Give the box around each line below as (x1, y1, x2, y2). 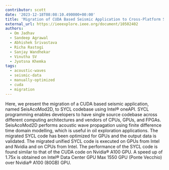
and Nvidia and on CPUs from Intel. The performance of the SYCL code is (5, 143, 158, 149)
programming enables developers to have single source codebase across (5, 111, 157, 117)
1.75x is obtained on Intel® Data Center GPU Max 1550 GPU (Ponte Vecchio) (5, 154, 162, 160)
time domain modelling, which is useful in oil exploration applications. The (5, 127, 158, 133)
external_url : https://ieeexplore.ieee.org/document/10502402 (5, 21, 138, 27)
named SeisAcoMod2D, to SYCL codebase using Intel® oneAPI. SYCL (5, 106, 149, 112)
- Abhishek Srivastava (10, 40, 57, 45)
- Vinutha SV (10, 54, 37, 59)
